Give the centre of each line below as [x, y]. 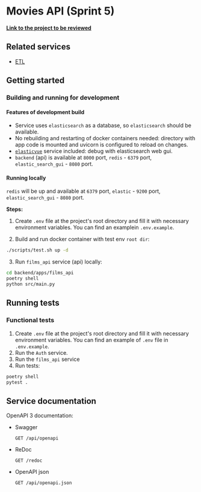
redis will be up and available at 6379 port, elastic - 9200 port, [83, 191]
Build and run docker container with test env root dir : [82, 239]
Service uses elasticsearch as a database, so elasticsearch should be [103, 126]
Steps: [14, 209]
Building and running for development [63, 98]
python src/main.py [31, 284]
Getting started [36, 81]
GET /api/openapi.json [43, 483]
